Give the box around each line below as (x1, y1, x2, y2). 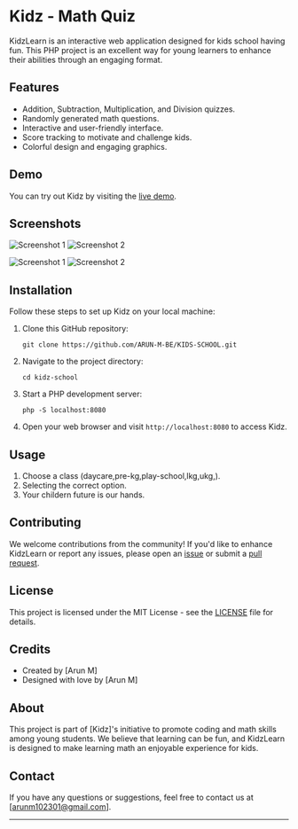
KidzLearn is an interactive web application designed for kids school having (9, 35, 286, 46)
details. (9, 616, 36, 627)
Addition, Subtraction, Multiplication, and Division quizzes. (21, 104, 236, 114)
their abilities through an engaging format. (9, 54, 163, 65)
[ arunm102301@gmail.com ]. (9, 802, 112, 812)
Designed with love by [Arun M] (21, 675, 138, 685)
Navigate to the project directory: (21, 356, 144, 367)
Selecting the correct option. (21, 481, 127, 490)
